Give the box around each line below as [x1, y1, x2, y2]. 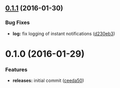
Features [5, 66, 28, 73]
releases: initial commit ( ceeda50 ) [12, 77, 84, 83]
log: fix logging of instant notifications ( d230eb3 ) [12, 30, 115, 37]
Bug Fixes [5, 19, 30, 26]
